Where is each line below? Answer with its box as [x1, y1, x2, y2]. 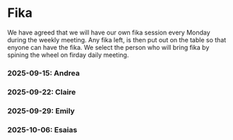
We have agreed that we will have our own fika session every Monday [7, 28, 210, 37]
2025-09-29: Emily [7, 106, 76, 115]
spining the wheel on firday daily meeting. [7, 51, 129, 59]
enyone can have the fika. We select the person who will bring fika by [7, 43, 210, 51]
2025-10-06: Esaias [7, 125, 78, 134]
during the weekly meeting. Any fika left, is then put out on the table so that [7, 35, 227, 44]
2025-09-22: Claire [7, 87, 76, 96]
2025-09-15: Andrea [7, 68, 80, 78]
